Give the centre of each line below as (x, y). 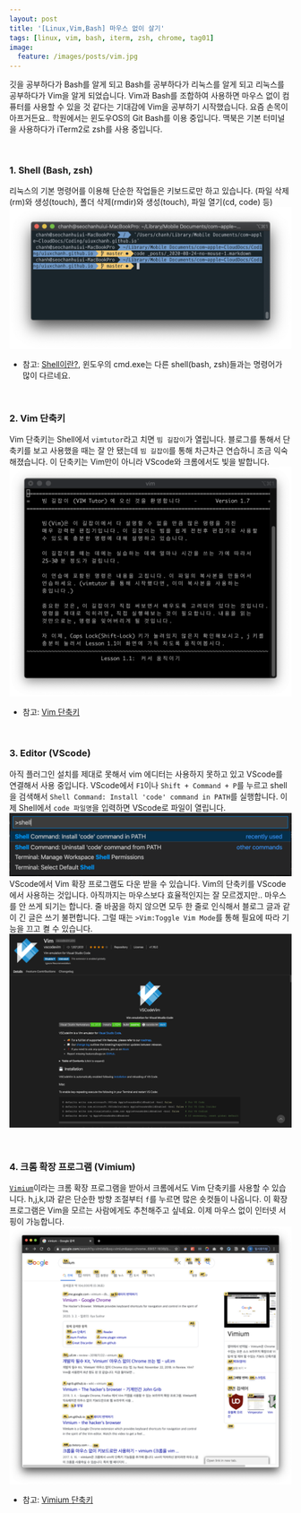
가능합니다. (45, 1222)
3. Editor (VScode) (50, 753)
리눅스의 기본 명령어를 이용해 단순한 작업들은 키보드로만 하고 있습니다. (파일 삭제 (149, 191)
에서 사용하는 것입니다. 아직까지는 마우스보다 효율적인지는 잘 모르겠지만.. (136, 895)
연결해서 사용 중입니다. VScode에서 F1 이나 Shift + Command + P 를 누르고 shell (149, 785)
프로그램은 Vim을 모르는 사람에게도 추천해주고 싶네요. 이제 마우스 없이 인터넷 (143, 1210)
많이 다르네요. (47, 375)
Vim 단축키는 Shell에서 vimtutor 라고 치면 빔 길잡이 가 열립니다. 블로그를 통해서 (145, 439)
